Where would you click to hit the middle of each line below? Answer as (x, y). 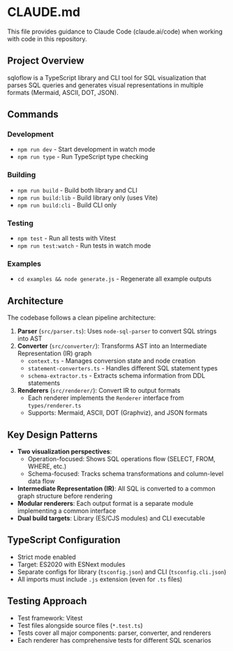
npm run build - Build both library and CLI (77, 190)
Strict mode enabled (46, 557)
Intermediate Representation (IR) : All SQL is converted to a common (116, 488)
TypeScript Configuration (64, 540)
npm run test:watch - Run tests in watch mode (84, 246)
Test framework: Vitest (50, 618)
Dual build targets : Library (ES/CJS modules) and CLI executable (111, 518)
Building (22, 175)
